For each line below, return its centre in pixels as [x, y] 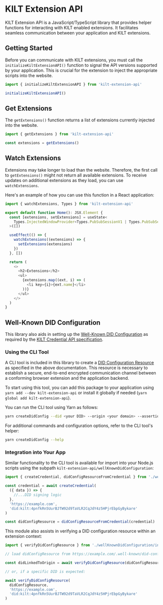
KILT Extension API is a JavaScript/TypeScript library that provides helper [78, 22]
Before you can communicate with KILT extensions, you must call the [74, 60]
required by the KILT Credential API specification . [54, 339]
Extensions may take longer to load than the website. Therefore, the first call [81, 170]
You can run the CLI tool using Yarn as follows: [52, 408]
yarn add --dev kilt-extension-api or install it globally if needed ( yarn [76, 393]
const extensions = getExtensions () [42, 143]
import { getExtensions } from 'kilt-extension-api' [59, 134]
